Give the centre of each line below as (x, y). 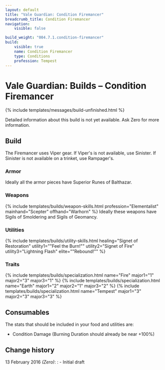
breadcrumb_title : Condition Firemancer (48, 19)
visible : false (30, 29)
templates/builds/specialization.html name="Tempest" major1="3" (73, 291)
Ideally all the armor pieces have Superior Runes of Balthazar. (69, 182)
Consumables (27, 312)
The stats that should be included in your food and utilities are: (69, 324)
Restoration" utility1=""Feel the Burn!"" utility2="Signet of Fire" (70, 246)
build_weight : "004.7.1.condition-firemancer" (54, 38)
